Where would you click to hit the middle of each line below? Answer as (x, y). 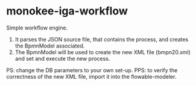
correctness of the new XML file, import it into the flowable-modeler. (91, 76)
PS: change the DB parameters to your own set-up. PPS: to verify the (92, 70)
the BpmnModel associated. (50, 46)
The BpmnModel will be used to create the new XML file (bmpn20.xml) (103, 52)
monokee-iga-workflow (67, 11)
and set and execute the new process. (62, 58)
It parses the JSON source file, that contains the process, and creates (102, 39)
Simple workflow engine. (37, 28)
